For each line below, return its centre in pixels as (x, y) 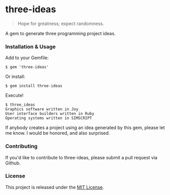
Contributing (21, 147)
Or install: (15, 77)
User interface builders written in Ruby (50, 114)
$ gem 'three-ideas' (27, 67)
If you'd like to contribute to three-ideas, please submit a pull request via (81, 157)
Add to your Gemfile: (27, 58)
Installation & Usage (31, 46)
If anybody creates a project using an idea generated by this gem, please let (85, 128)
